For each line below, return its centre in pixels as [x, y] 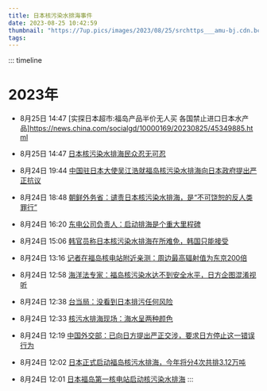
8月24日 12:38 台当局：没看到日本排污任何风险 [96, 302]
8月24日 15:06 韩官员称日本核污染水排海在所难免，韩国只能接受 [124, 241]
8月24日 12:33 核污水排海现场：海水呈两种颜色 [96, 319]
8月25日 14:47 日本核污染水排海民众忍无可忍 [93, 154]
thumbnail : [26, 30]
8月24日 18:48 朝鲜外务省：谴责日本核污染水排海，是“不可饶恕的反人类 [136, 197]
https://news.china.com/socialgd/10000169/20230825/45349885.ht [141, 129]
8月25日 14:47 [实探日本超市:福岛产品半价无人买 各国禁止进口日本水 [131, 118]
